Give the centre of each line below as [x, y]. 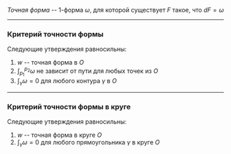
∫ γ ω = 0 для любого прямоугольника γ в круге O [88, 143]
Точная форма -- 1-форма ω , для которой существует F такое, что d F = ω [115, 10]
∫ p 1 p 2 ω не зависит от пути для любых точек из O [87, 71]
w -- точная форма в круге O [59, 135]
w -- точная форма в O [51, 63]
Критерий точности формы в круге [69, 107]
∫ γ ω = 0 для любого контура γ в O [67, 82]
